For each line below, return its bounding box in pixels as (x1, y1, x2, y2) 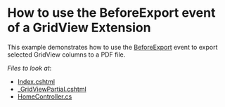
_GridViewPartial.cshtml (17, 85, 86, 93)
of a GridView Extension (7, 20, 151, 36)
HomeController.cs (17, 92, 72, 101)
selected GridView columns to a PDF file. (7, 50, 126, 59)
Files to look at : (7, 64, 52, 72)
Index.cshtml (17, 77, 55, 85)
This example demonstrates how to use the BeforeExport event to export (7, 43, 218, 51)
